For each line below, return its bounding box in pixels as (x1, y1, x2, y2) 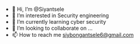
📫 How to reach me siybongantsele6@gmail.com (11, 32, 134, 38)
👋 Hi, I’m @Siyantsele (11, 6, 64, 12)
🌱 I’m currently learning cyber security (11, 18, 106, 25)
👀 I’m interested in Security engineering (11, 12, 109, 19)
